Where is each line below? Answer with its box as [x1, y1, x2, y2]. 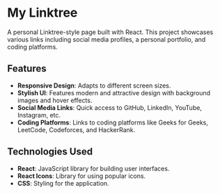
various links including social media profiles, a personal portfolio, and [7, 35, 206, 43]
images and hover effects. [17, 96, 93, 104]
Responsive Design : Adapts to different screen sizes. [17, 81, 171, 90]
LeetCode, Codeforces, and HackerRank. [17, 125, 136, 134]
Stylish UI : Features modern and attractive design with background [17, 88, 211, 97]
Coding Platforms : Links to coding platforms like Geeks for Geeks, [17, 118, 209, 127]
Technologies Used [7, 146, 93, 158]
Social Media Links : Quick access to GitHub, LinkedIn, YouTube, [17, 103, 202, 112]
